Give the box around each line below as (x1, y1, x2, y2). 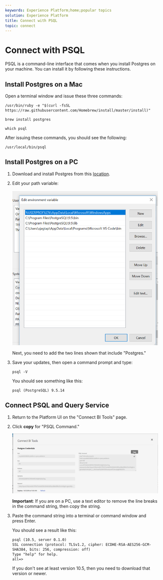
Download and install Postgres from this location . (12, 171, 111, 177)
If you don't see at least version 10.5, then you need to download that (12, 565, 150, 571)
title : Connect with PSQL (5, 18, 57, 23)
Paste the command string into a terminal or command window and (12, 513, 147, 519)
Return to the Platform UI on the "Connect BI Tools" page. (12, 414, 128, 420)
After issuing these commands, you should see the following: (5, 135, 127, 141)
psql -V (12, 369, 28, 374)
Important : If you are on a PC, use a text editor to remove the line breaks (12, 498, 158, 504)
